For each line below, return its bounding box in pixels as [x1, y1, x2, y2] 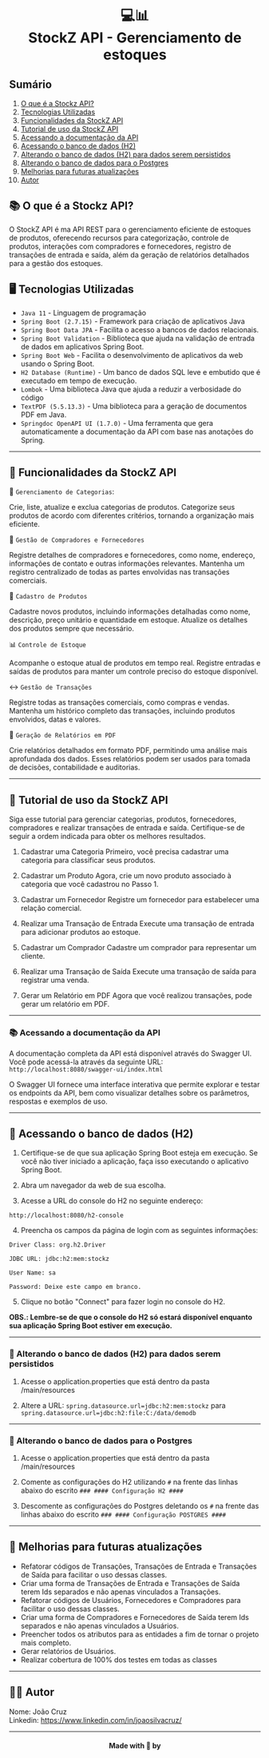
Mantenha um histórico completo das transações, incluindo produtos [9, 706, 235, 716]
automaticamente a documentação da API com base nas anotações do [20, 427, 254, 436]
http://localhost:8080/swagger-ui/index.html [9, 1065, 163, 1073]
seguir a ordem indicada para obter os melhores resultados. [9, 832, 206, 841]
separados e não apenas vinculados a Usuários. [20, 1621, 179, 1630]
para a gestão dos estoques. [9, 258, 103, 268]
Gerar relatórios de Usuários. [20, 1646, 117, 1656]
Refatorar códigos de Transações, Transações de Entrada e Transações [20, 1561, 258, 1571]
